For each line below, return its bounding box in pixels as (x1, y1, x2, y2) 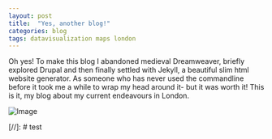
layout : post (8, 11, 53, 20)
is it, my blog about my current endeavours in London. (8, 91, 189, 101)
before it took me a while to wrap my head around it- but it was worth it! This (8, 82, 265, 92)
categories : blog (8, 27, 67, 35)
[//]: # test (8, 122, 42, 132)
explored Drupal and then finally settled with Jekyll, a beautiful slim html (8, 65, 249, 75)
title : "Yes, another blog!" (8, 19, 111, 27)
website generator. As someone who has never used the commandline (8, 74, 244, 83)
